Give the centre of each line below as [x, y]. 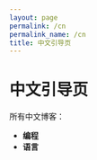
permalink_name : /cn [48, 34]
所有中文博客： [37, 117]
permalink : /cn [38, 26]
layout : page [34, 18]
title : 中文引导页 [40, 43]
